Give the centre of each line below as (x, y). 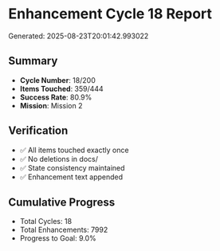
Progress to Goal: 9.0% (58, 238)
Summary (33, 61)
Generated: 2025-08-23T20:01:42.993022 (79, 36)
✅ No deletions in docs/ (59, 159)
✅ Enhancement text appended (71, 177)
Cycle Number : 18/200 (57, 80)
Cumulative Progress (62, 202)
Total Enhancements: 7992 (64, 230)
